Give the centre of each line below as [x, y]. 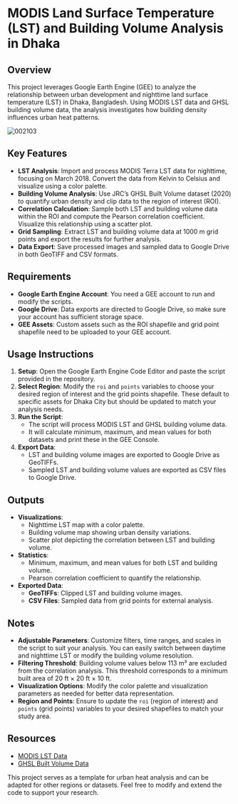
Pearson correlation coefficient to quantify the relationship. [115, 578]
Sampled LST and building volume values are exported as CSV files [127, 470]
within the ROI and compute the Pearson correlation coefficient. [111, 216]
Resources [32, 739]
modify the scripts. [45, 301]
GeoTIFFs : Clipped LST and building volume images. [105, 593]
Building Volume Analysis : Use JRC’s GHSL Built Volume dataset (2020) [124, 194]
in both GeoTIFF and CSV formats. [68, 254]
